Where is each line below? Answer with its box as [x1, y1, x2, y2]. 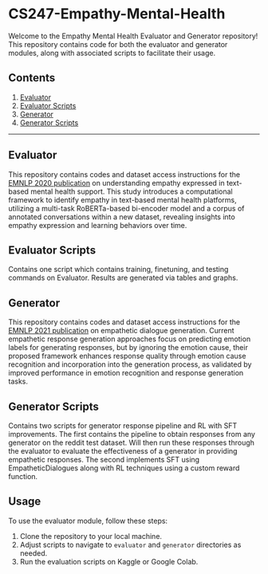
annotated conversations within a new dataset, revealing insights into [8, 212, 235, 222]
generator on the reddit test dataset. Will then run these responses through [8, 438, 255, 447]
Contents [8, 71, 56, 85]
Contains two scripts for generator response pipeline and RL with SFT [8, 421, 238, 431]
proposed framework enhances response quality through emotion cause [8, 352, 246, 361]
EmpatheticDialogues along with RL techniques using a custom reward [8, 463, 240, 473]
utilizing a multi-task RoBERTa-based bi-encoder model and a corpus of [8, 203, 245, 213]
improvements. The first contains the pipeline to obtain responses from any [8, 430, 255, 438]
